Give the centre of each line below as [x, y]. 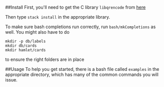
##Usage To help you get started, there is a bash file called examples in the [82, 69]
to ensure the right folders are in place [45, 59]
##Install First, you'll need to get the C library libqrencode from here [75, 7]
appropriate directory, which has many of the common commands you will [82, 74]
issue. [11, 80]
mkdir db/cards [21, 46]
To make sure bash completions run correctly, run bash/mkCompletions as [80, 27]
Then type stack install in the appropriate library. [58, 17]
